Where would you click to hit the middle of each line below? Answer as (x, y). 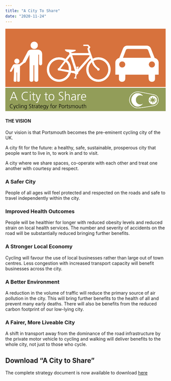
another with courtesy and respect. (42, 168)
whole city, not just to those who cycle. (46, 344)
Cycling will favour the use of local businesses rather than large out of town (84, 257)
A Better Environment (32, 282)
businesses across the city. (34, 269)
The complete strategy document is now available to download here (76, 373)
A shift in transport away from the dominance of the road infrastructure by (83, 334)
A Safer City (21, 181)
